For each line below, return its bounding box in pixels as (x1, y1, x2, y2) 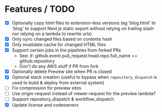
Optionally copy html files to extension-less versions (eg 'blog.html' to (11, 20, 156, 26)
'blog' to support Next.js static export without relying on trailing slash (11, 26, 154, 31)
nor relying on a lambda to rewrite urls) (11, 31, 92, 37)
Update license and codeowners (11, 102, 79, 108)
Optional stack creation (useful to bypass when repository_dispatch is (11, 74, 158, 80)
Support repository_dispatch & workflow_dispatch (11, 96, 114, 102)
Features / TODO (4, 3, 75, 15)
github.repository (19, 58, 55, 64)
